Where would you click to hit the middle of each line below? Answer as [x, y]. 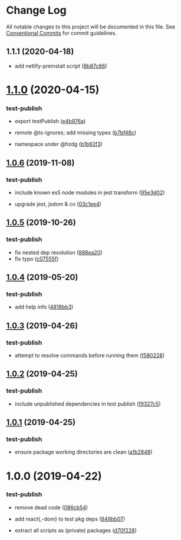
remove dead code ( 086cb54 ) [51, 507]
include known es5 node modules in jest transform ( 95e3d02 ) [90, 192]
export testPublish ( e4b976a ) [50, 121]
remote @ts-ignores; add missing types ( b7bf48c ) [75, 133]
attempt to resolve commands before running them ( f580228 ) [90, 355]
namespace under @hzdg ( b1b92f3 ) [58, 144]
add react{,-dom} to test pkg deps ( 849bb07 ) [70, 519]
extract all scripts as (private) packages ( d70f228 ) [75, 530]
